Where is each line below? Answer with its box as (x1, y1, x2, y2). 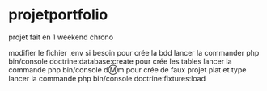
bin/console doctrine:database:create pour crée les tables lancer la (8, 56, 232, 66)
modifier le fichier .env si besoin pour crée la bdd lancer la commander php (8, 48, 260, 57)
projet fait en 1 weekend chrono (8, 32, 114, 42)
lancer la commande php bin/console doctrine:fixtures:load (8, 73, 206, 83)
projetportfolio (8, 6, 108, 24)
